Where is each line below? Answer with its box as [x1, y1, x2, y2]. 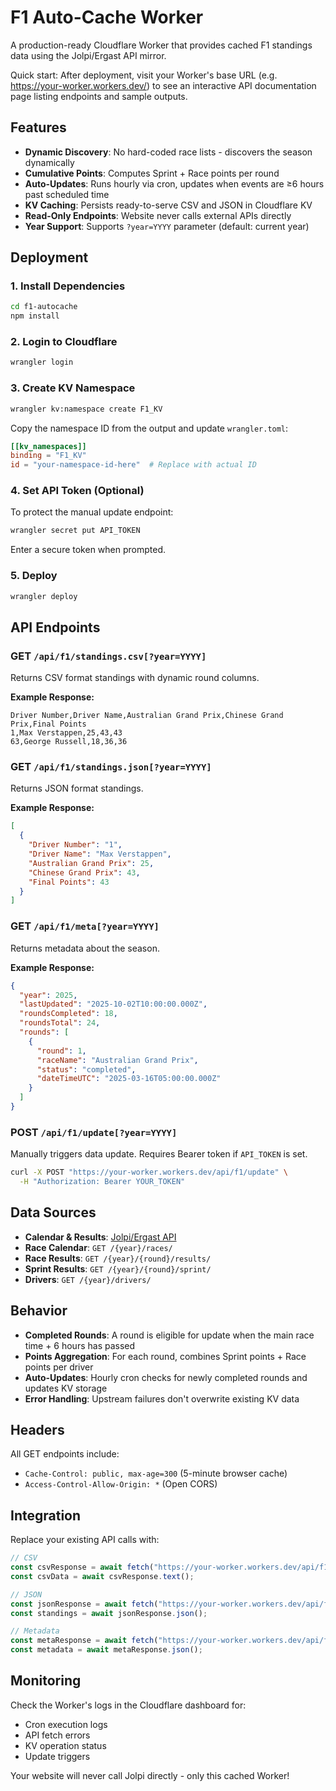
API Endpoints [10, 619, 101, 636]
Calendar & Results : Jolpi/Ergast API [24, 1231, 177, 1243]
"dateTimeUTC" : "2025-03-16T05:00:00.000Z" [36, 1074, 222, 1084]
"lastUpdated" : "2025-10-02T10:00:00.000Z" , [19, 999, 208, 1010]
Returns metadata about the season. [10, 942, 160, 954]
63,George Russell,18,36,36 [10, 737, 128, 747]
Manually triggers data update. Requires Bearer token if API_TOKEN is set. [10, 1148, 308, 1160]
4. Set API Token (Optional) [10, 484, 145, 498]
